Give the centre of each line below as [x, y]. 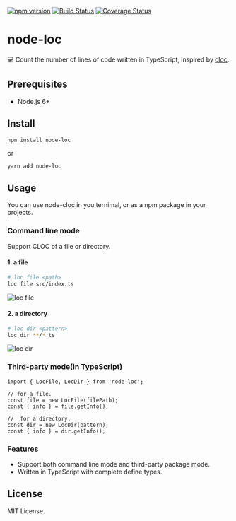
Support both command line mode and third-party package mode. [114, 464]
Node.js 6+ [34, 101]
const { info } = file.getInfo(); [58, 406]
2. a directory [28, 314]
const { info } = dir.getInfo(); [57, 431]
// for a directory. [39, 418]
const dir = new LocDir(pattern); [58, 425]
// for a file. [30, 394]
